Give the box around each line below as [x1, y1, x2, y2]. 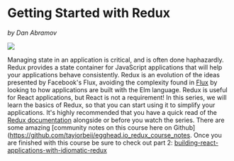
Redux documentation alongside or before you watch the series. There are [7, 116, 225, 124]
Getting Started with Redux [7, 5, 170, 21]
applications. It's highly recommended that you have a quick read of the [7, 108, 218, 116]
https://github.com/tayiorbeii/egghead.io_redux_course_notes [9, 131, 191, 139]
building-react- [174, 138, 218, 147]
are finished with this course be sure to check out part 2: [7, 138, 173, 147]
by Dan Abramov [7, 28, 57, 37]
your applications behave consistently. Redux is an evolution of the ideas [7, 70, 220, 79]
